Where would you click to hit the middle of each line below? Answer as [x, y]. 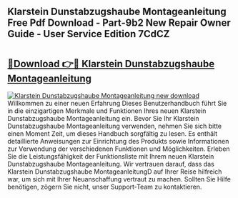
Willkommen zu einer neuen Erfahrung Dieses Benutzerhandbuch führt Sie [117, 103]
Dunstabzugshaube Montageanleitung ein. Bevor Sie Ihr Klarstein [103, 118]
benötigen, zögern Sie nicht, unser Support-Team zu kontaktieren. [105, 187]
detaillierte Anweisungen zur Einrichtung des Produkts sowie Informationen [118, 141]
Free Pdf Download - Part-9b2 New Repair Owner [119, 23]
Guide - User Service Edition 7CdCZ [89, 34]
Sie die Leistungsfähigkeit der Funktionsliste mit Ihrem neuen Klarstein [111, 156]
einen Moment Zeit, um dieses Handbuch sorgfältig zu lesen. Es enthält [113, 134]
